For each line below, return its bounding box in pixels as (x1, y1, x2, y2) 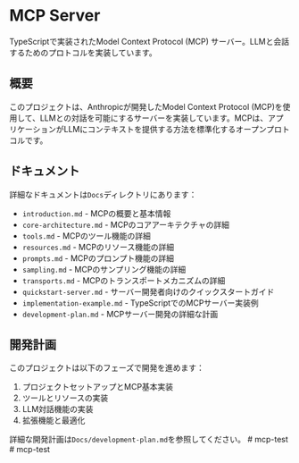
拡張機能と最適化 (21, 415, 86, 425)
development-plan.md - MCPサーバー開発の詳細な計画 (21, 308, 219, 319)
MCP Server (9, 5, 101, 26)
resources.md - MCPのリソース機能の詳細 (21, 241, 175, 252)
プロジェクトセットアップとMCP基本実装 (21, 382, 174, 392)
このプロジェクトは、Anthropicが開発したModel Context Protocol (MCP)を (9, 101, 283, 112)
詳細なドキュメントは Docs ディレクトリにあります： (9, 189, 197, 199)
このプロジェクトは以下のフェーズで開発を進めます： (9, 363, 205, 374)
